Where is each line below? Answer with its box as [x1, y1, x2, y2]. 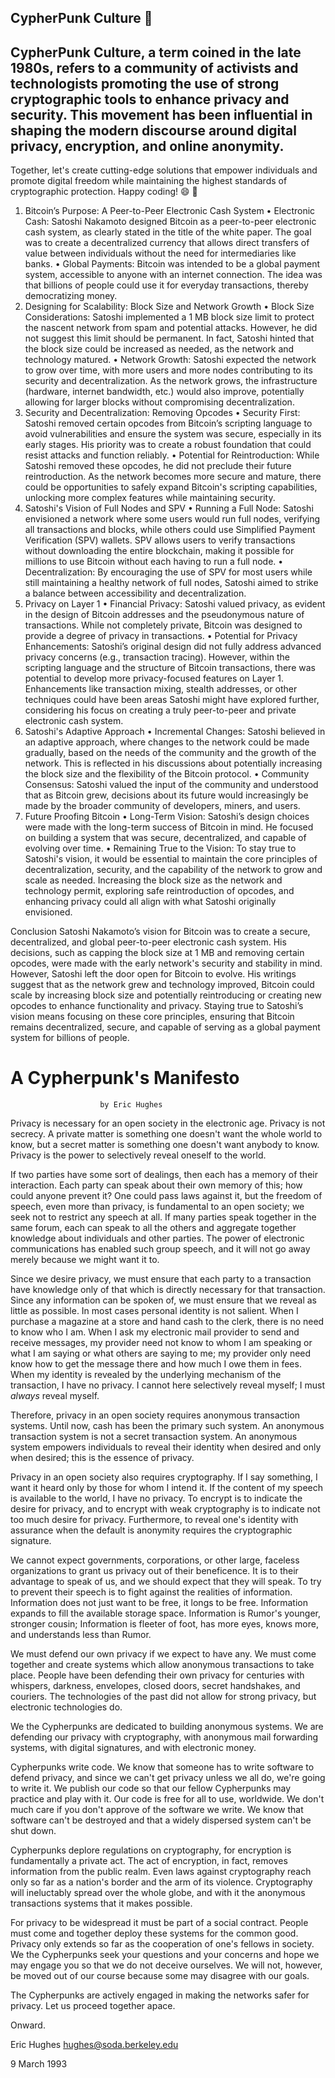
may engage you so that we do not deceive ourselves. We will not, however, [10, 1959, 323, 1971]
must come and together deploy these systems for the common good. [10, 1927, 299, 1940]
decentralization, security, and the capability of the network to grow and [24, 864, 323, 876]
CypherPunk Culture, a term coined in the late [10, 44, 302, 61]
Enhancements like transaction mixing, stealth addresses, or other [24, 683, 298, 695]
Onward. [10, 2019, 46, 2031]
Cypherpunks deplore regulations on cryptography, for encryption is [10, 1844, 292, 1856]
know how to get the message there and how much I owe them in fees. [10, 1358, 302, 1370]
